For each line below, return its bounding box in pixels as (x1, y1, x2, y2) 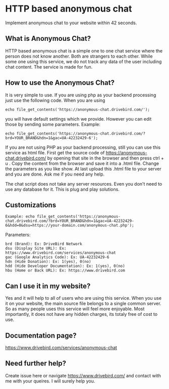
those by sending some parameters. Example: (5, 121, 101, 127)
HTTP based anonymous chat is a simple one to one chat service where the (5, 47, 163, 53)
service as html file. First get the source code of (5, 149, 105, 155)
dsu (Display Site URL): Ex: (5, 246, 67, 251)
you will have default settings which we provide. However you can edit (5, 116, 152, 122)
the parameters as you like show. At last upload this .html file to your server (5, 165, 161, 172)
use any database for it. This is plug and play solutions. (5, 186, 120, 192)
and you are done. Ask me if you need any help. (5, 171, 105, 177)
